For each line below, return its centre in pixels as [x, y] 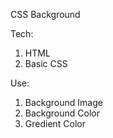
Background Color [62, 113]
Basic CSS [46, 63]
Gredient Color [55, 123]
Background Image [63, 102]
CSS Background [45, 14]
